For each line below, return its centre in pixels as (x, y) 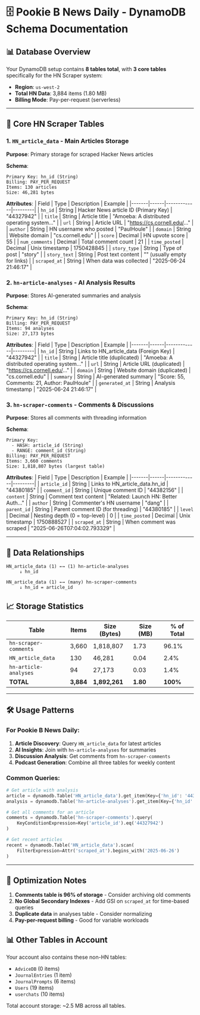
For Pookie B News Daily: (43, 730)
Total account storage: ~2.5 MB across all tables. (66, 1006)
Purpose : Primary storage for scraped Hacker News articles (80, 154)
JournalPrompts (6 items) (45, 982)
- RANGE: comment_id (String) (49, 451)
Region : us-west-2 (37, 87)
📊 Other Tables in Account (57, 940)
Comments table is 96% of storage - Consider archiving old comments (103, 895)
